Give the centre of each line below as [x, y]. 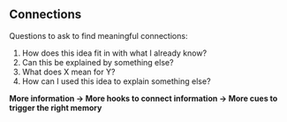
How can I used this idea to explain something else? [116, 81]
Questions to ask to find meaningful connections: [98, 35]
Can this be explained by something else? [98, 62]
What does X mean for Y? [68, 72]
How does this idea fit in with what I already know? [114, 53]
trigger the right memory [56, 107]
